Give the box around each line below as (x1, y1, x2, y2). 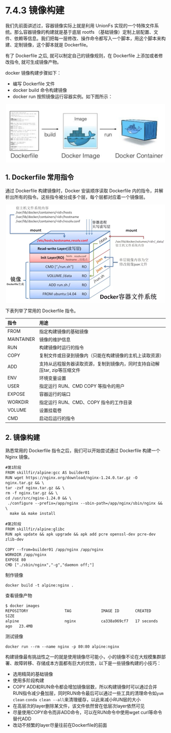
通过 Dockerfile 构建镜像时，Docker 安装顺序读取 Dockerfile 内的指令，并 (5, 187, 159, 194)
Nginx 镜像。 (5, 454, 33, 460)
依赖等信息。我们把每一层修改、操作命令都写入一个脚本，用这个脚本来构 (14, 35, 166, 41)
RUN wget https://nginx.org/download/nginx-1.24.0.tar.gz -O (5, 476, 138, 481)
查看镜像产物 (5, 593, 32, 599)
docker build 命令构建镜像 (12, 87, 67, 93)
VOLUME (7, 407, 27, 413)
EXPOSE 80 (5, 557, 26, 562)
